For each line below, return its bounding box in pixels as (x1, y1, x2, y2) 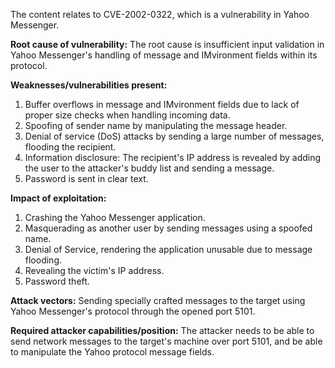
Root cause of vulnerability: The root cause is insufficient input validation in (10, 39, 325, 50)
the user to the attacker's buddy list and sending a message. (24, 162, 275, 174)
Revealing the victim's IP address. (24, 265, 165, 276)
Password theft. (24, 275, 90, 287)
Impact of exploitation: (10, 192, 107, 204)
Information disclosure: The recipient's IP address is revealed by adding (24, 152, 322, 163)
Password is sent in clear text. (24, 173, 149, 184)
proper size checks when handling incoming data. (24, 109, 231, 121)
